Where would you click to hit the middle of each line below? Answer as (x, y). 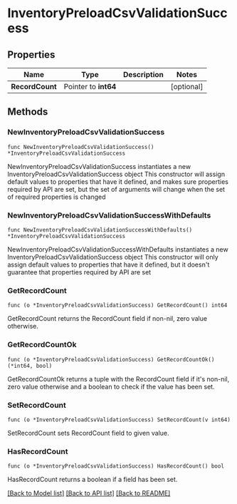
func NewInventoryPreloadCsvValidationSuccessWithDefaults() (100, 230)
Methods (28, 112)
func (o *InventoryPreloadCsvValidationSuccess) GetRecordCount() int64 (117, 305)
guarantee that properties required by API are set (79, 272)
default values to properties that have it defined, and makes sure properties (118, 181)
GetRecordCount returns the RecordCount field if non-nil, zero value (107, 319)
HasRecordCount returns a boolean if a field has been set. (93, 480)
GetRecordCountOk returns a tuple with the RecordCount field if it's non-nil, (118, 379)
